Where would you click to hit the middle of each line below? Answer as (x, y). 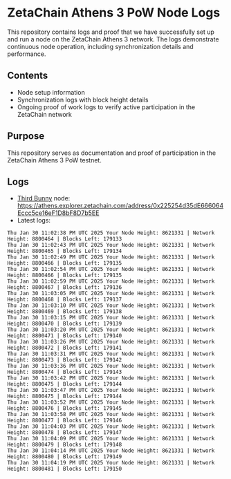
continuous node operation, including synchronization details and (100, 46)
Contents (28, 76)
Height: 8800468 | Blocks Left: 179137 (65, 300)
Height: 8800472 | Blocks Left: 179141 (65, 348)
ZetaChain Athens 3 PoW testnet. (54, 160)
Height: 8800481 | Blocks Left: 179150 (65, 469)
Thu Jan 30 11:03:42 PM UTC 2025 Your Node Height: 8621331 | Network (111, 378)
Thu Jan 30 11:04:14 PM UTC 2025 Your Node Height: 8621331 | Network (111, 451)
